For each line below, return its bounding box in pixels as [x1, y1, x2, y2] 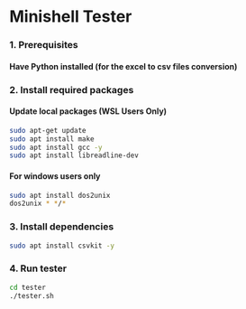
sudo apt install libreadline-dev [9, 151, 140, 160]
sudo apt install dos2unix [9, 191, 111, 200]
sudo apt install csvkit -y [9, 241, 115, 250]
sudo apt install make [9, 134, 95, 144]
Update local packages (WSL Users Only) [9, 106, 168, 117]
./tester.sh [9, 291, 54, 300]
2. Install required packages [9, 83, 134, 96]
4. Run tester [9, 262, 68, 275]
